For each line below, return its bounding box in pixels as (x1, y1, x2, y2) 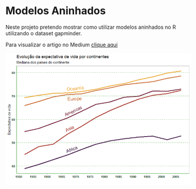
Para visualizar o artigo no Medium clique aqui (5, 41, 118, 48)
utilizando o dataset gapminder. (5, 29, 82, 36)
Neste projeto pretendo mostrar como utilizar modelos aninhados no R (5, 23, 176, 31)
